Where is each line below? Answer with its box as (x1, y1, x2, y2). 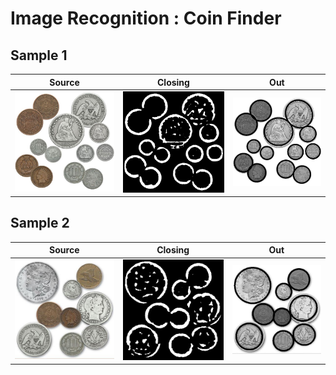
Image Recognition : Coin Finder (10, 7, 282, 30)
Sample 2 (10, 215, 70, 232)
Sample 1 (10, 47, 68, 64)
